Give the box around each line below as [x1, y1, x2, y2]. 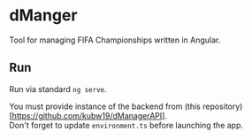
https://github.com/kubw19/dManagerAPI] [11, 110, 165, 120]
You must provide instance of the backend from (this [9, 101, 201, 112]
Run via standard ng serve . [9, 83, 108, 94]
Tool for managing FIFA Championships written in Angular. [9, 35, 221, 45]
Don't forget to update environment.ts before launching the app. [9, 120, 244, 130]
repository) [202, 101, 243, 112]
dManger [9, 5, 78, 26]
